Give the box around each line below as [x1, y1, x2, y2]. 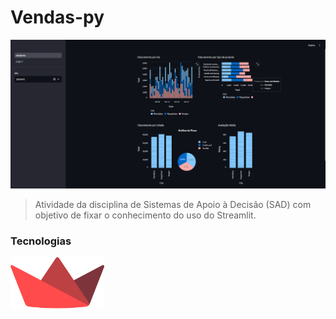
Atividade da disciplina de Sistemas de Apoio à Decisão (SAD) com [34, 198, 312, 210]
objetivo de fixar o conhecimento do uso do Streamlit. [34, 209, 257, 221]
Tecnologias [10, 234, 72, 248]
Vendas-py [10, 6, 105, 29]
